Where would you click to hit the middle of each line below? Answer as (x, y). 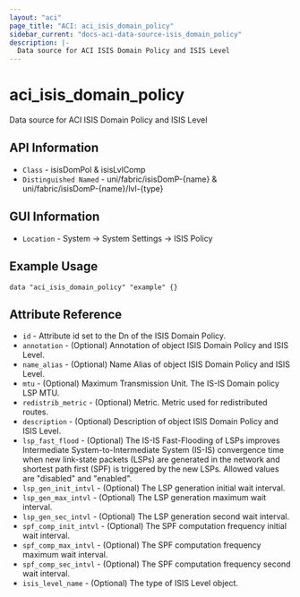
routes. (35, 412)
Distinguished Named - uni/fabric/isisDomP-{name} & (120, 179)
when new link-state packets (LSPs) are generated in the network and (151, 460)
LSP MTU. (41, 393)
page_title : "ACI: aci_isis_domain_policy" (92, 26)
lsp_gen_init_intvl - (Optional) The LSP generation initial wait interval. (154, 488)
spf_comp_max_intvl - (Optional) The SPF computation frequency (141, 545)
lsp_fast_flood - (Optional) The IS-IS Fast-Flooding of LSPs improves (151, 440)
